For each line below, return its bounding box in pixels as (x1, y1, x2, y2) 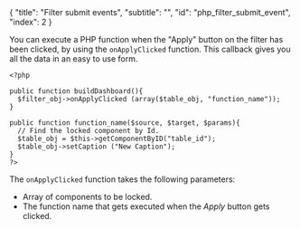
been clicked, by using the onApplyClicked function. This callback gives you (9, 43, 291, 54)
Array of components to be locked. (22, 192, 153, 202)
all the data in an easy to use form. (9, 53, 138, 64)
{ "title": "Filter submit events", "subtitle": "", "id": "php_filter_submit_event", (9, 7, 291, 17)
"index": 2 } (9, 16, 52, 27)
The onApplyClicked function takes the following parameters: (9, 174, 236, 185)
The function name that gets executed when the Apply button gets (22, 201, 270, 212)
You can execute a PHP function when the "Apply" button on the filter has (9, 34, 284, 44)
